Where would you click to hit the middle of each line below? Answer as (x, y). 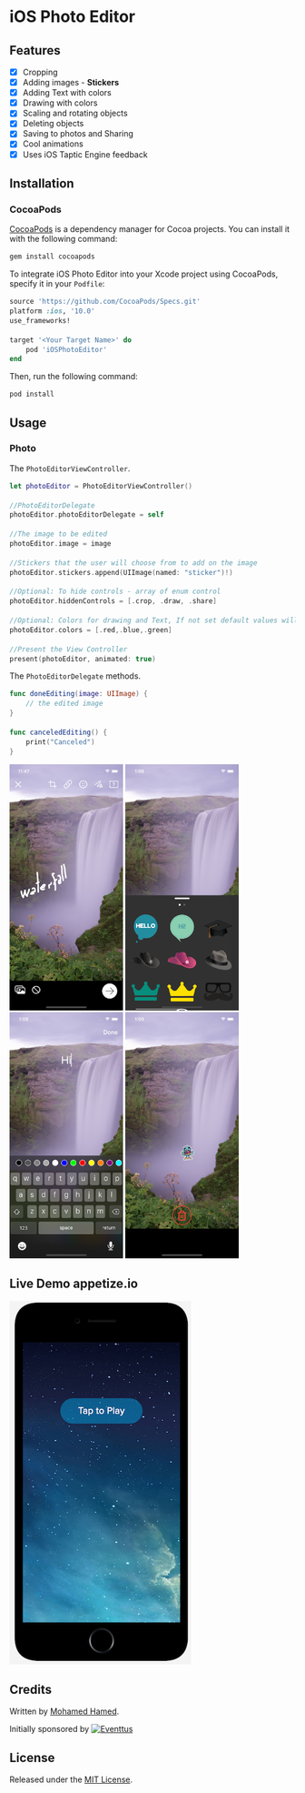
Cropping (40, 72)
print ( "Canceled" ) (60, 742)
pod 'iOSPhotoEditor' (66, 349)
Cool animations (53, 144)
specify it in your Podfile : (57, 284)
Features (35, 50)
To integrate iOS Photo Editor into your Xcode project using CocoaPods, (144, 274)
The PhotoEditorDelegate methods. (75, 676)
